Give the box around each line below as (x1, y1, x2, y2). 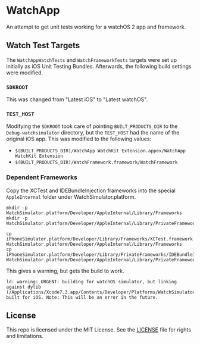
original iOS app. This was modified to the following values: (6, 135, 152, 143)
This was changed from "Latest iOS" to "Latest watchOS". (6, 96, 148, 103)
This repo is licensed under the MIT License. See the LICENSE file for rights (6, 326, 192, 333)
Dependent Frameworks (6, 173, 77, 182)
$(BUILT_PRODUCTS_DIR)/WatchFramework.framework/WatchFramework (14, 160, 178, 165)
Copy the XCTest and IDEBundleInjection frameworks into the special (6, 187, 176, 194)
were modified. (6, 69, 43, 76)
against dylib (6, 284, 42, 290)
